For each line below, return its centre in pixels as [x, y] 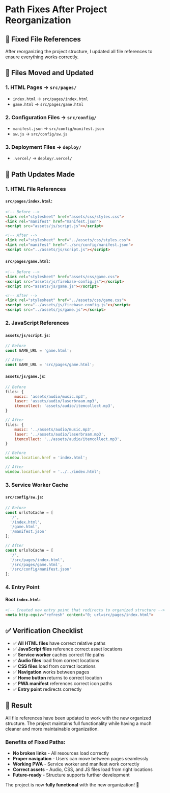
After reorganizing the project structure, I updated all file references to [79, 51]
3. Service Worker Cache [37, 485]
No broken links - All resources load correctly [61, 753]
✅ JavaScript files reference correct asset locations [68, 649]
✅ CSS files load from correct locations [54, 666]
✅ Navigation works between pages [51, 672]
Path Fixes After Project [56, 9]
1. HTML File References [36, 189]
